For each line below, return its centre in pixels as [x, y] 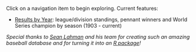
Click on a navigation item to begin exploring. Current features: [82, 8]
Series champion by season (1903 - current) [68, 26]
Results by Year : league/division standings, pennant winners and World [101, 19]
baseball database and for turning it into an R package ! [74, 43]
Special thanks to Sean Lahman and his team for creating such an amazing [98, 37]
